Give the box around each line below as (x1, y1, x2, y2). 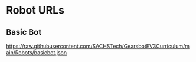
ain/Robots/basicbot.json (6, 49, 67, 56)
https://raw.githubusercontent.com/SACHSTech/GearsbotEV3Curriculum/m (6, 43, 190, 50)
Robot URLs (6, 4, 65, 17)
